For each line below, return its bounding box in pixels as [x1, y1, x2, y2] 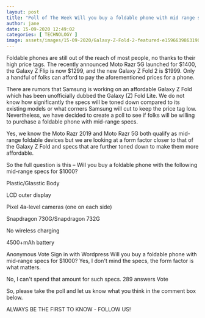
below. [6, 294, 23, 301]
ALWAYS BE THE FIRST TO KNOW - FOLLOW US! [6, 306, 131, 312]
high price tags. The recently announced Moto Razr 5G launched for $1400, [6, 61, 196, 68]
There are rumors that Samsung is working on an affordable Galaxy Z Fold [6, 86, 192, 92]
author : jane [6, 20, 40, 26]
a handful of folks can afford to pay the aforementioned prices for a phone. [6, 74, 195, 81]
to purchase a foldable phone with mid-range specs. [6, 118, 138, 125]
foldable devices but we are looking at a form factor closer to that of [22, 136, 194, 144]
